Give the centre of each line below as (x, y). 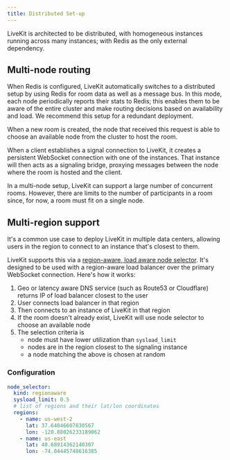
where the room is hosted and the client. (65, 172)
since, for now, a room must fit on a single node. (76, 201)
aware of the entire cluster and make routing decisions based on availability (115, 109)
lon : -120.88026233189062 (63, 432)
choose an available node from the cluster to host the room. (92, 137)
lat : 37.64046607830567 (60, 425)
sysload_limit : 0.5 (42, 400)
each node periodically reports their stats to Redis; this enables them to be (114, 101)
